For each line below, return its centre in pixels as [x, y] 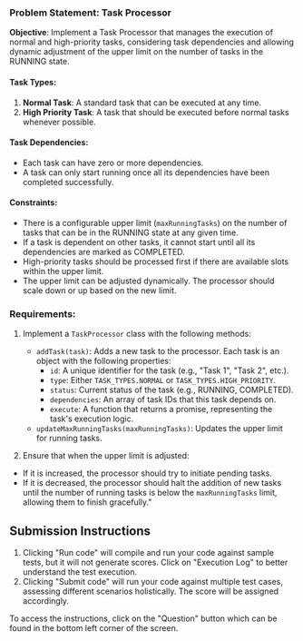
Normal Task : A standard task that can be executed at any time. [142, 103]
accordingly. [46, 601]
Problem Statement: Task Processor [91, 13]
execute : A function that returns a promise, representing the [161, 409]
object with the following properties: [103, 361]
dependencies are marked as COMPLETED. [104, 251]
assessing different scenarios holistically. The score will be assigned [151, 591]
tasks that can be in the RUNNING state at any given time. [130, 232]
